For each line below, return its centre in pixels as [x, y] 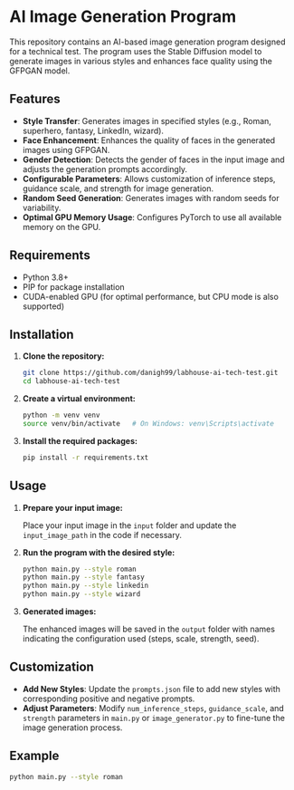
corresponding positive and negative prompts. [109, 698]
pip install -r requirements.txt [85, 458]
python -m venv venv [61, 415]
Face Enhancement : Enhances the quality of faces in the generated [149, 140]
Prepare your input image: [73, 507]
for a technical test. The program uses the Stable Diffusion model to [136, 51]
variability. [42, 207]
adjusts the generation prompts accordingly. [105, 169]
